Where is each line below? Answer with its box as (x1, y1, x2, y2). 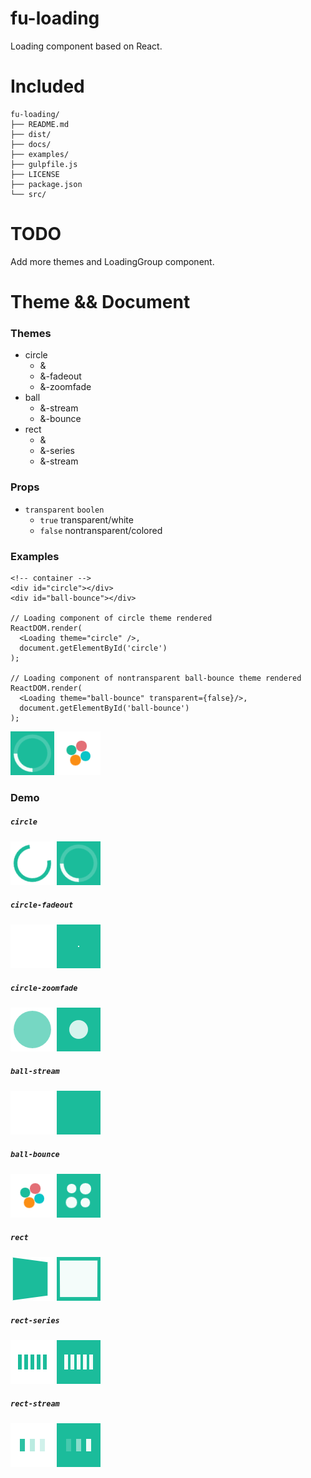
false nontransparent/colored (39, 524, 163, 536)
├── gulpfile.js (10, 159, 78, 169)
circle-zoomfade (10, 983, 78, 994)
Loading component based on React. (10, 40, 163, 52)
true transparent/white (39, 513, 134, 526)
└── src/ (10, 189, 47, 199)
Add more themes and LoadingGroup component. (10, 255, 215, 267)
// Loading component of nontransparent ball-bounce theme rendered (10, 673, 302, 683)
